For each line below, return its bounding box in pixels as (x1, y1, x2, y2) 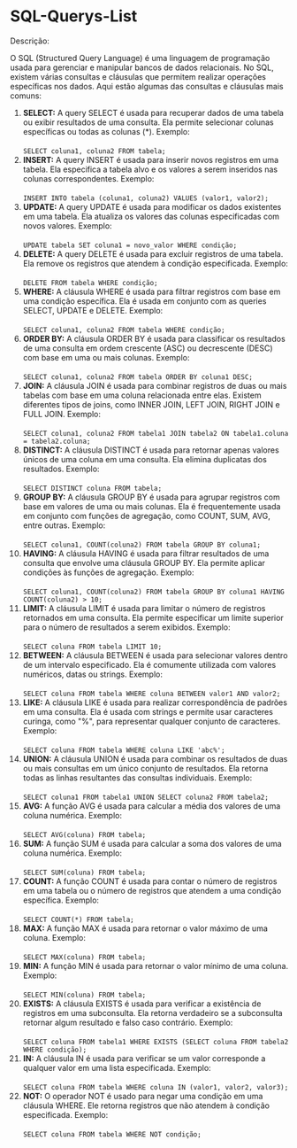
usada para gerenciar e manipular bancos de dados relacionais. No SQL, (10, 62, 275, 73)
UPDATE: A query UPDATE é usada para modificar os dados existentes (22, 201, 282, 212)
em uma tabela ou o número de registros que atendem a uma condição (22, 885, 282, 896)
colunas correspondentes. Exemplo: (22, 173, 155, 183)
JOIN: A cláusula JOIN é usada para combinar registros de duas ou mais (22, 380, 287, 391)
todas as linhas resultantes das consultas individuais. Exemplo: (22, 772, 253, 783)
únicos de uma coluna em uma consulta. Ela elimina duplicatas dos (22, 454, 268, 464)
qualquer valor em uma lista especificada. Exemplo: (22, 1062, 211, 1073)
